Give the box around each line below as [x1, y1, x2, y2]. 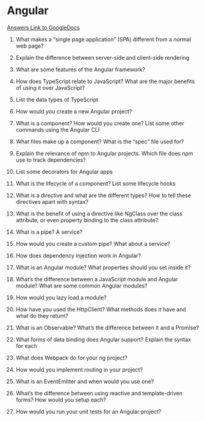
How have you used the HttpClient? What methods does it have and [15, 306, 187, 313]
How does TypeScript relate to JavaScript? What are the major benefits [15, 77, 195, 85]
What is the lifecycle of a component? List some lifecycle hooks [15, 179, 176, 187]
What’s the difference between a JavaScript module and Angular [15, 275, 179, 282]
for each [15, 342, 37, 350]
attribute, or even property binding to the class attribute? [15, 216, 159, 223]
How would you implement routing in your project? [15, 365, 143, 373]
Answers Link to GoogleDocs [7, 24, 80, 31]
